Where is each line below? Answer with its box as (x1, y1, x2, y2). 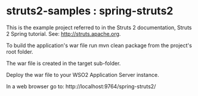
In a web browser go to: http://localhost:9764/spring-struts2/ (6, 82, 156, 90)
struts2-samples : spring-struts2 (6, 4, 174, 18)
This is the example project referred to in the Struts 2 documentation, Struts (6, 24, 192, 31)
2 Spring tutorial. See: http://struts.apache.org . (6, 30, 121, 37)
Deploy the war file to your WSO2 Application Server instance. (6, 71, 159, 78)
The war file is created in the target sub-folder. (6, 60, 121, 67)
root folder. (6, 48, 34, 55)
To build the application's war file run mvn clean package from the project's (6, 42, 192, 49)
